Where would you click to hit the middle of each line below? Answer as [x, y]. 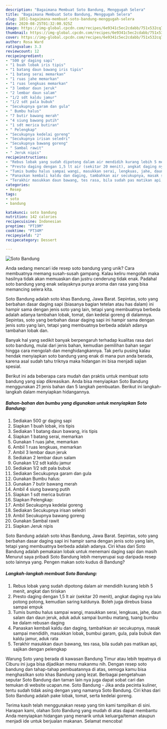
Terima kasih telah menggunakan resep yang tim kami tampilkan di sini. [78, 705]
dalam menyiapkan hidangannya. [56, 392]
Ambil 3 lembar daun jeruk [40, 452]
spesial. [14, 366]
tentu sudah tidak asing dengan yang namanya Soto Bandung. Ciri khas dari [83, 690]
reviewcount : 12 [22, 51]
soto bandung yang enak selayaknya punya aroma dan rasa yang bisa [77, 284]
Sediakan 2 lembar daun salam [44, 458]
